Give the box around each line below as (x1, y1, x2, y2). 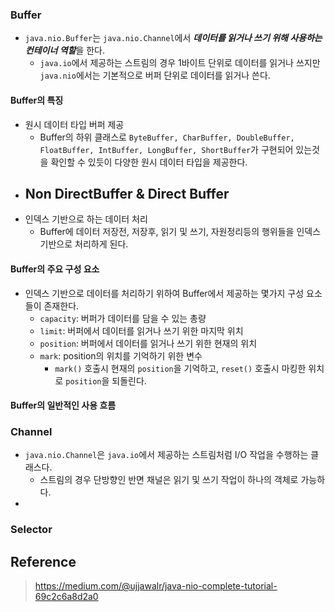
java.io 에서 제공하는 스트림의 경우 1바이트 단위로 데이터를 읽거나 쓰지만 (39, 57, 321, 69)
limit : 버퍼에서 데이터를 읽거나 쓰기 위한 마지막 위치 (39, 324, 244, 337)
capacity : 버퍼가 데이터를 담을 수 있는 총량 (39, 312, 207, 324)
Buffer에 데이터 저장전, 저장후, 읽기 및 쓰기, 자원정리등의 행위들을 (39, 226, 295, 238)
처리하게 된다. (74, 238, 129, 250)
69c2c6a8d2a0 (34, 591, 99, 603)
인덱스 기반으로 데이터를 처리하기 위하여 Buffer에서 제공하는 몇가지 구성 (24, 287, 305, 299)
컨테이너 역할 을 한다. (24, 44, 106, 57)
